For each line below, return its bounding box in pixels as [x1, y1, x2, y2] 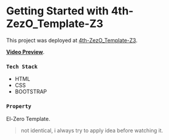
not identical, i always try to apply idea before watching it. [20, 127, 163, 134]
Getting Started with [6, 4, 109, 18]
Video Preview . [6, 48, 45, 55]
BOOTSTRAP [14, 88, 47, 95]
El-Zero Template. [6, 115, 51, 122]
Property [6, 103, 32, 110]
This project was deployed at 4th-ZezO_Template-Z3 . [6, 36, 138, 44]
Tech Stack [6, 63, 38, 70]
